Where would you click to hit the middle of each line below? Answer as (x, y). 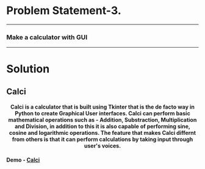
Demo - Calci (23, 160)
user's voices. (102, 146)
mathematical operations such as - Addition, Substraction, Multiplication (103, 120)
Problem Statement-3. (64, 11)
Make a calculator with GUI (47, 37)
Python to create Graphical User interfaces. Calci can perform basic (103, 113)
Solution (28, 69)
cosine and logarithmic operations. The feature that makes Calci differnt (103, 133)
